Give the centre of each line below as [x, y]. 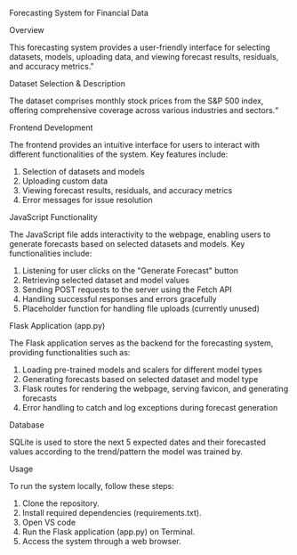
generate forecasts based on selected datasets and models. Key [127, 244]
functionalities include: [51, 253]
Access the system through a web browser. [101, 541]
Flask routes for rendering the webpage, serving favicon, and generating [155, 388]
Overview [27, 30]
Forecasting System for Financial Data [79, 13]
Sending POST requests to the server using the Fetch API [127, 290]
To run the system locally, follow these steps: [92, 486]
